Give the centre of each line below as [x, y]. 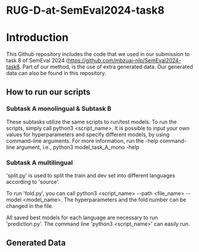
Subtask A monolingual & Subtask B [59, 109]
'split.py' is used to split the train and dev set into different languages [91, 176]
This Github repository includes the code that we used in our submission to [98, 54]
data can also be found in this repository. [56, 73]
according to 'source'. [33, 182]
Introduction [37, 38]
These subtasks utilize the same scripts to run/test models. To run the [91, 122]
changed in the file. [30, 206]
